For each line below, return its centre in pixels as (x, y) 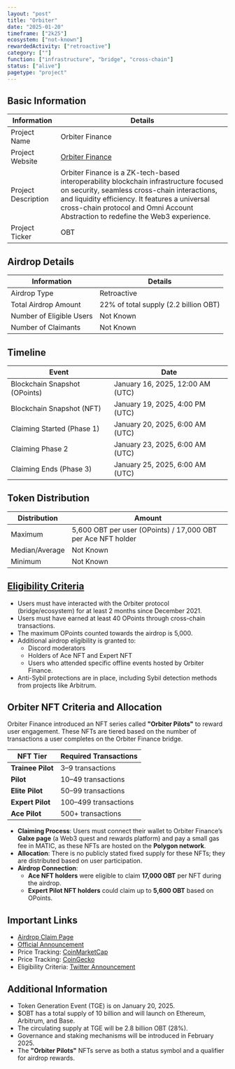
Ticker (21, 237)
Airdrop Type (32, 293)
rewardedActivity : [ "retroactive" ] (59, 46)
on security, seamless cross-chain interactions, (139, 190)
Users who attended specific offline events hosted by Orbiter (116, 663)
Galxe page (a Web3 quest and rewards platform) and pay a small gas (118, 838)
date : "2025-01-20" (36, 27)
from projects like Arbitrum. (57, 685)
